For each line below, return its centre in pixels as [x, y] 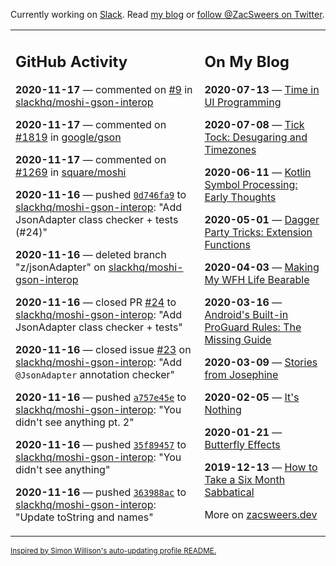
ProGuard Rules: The [253, 327]
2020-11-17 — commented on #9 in [104, 89]
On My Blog [247, 61]
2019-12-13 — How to [261, 467]
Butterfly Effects [242, 444]
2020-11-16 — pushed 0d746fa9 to [101, 194]
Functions [227, 244]
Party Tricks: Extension [258, 232]
